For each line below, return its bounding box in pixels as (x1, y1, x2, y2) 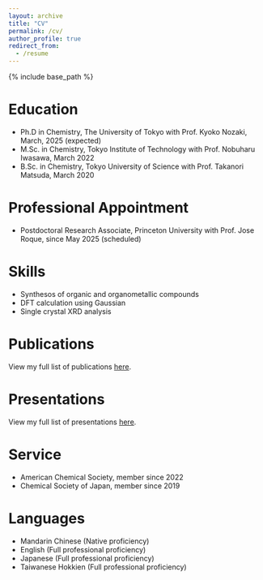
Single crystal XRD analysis (19, 306, 112, 316)
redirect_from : (8, 42, 60, 50)
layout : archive (8, 11, 63, 20)
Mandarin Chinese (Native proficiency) (19, 536, 150, 546)
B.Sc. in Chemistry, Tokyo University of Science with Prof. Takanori (19, 161, 244, 171)
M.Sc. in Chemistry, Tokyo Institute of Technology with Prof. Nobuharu (19, 144, 256, 154)
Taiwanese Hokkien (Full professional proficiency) (19, 561, 188, 572)
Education (8, 101, 78, 118)
